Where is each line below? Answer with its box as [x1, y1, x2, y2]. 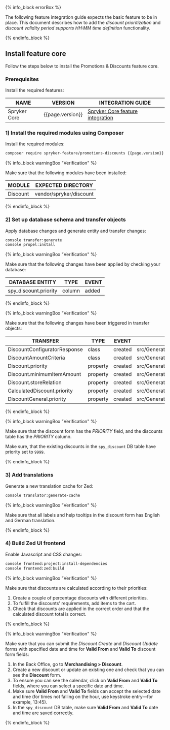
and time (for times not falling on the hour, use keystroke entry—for [12, 693, 153, 700]
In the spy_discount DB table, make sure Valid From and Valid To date [12, 704, 158, 710]
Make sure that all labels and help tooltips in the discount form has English [5, 512, 160, 518]
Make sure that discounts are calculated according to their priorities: [5, 585, 148, 591]
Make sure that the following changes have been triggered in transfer [5, 320, 150, 326]
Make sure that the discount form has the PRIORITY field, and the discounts [5, 428, 163, 434]
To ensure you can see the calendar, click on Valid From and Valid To [12, 677, 158, 683]
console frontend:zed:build [5, 566, 65, 571]
